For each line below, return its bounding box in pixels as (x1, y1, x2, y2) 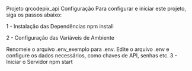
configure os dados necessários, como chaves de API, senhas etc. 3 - (6, 52, 178, 59)
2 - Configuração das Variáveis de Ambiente (6, 34, 114, 41)
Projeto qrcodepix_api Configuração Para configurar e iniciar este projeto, (6, 5, 187, 12)
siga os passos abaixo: (6, 11, 62, 18)
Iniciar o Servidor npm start (6, 59, 73, 65)
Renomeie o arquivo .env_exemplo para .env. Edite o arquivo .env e (6, 46, 169, 53)
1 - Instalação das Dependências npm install (6, 23, 114, 30)
